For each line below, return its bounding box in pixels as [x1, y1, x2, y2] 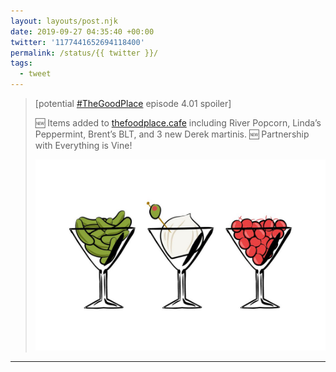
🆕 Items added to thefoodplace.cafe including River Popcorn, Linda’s [34, 117, 322, 129]
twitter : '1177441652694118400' [10, 37, 145, 47]
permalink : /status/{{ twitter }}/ [10, 48, 159, 58]
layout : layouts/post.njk [10, 16, 118, 26]
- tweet [19, 69, 52, 79]
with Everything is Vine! [34, 140, 133, 151]
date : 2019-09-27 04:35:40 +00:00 [10, 26, 155, 37]
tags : [10, 58, 33, 69]
